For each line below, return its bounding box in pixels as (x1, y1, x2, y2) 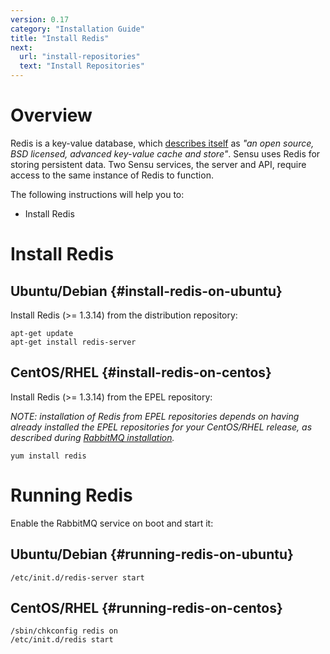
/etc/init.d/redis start (10, 635, 114, 645)
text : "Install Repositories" (19, 61, 145, 71)
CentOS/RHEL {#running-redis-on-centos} (10, 599, 283, 616)
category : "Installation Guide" (10, 24, 145, 34)
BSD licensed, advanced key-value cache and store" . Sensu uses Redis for (10, 147, 321, 160)
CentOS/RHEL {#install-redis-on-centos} (10, 364, 272, 381)
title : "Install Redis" (10, 33, 110, 43)
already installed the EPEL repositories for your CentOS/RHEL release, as (10, 421, 313, 433)
